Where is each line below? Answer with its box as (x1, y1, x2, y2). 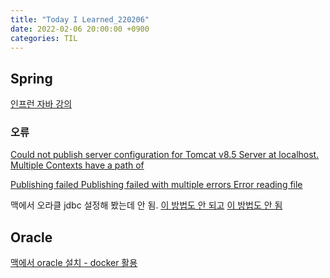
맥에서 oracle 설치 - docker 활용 (10, 257, 138, 269)
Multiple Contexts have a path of (10, 159, 145, 171)
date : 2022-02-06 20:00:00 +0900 (10, 24, 150, 34)
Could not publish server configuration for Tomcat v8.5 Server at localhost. (10, 149, 320, 161)
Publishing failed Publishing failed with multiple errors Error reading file (10, 179, 303, 191)
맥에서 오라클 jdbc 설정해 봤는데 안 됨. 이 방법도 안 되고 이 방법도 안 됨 (10, 199, 283, 211)
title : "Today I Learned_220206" (10, 14, 150, 25)
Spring (10, 70, 53, 87)
